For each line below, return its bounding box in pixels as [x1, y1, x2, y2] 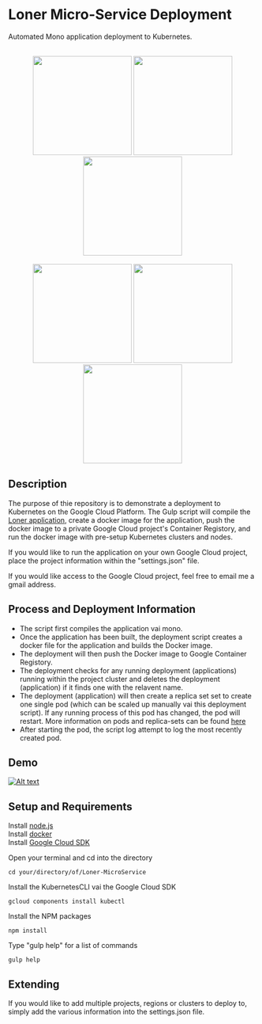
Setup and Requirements [8, 800, 133, 813]
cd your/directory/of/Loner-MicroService [8, 869, 147, 877]
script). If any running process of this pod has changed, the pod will [19, 707, 241, 718]
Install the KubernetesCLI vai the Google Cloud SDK [8, 882, 176, 892]
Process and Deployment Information [8, 603, 196, 616]
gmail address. [8, 580, 57, 589]
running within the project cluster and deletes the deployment [19, 674, 221, 683]
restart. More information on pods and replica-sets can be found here [19, 716, 246, 725]
